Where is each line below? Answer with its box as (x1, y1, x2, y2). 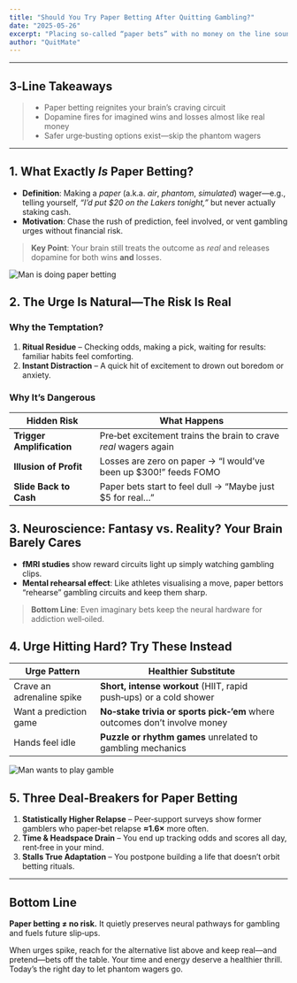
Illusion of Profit (13, 460, 82, 472)
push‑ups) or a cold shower (100, 691, 215, 703)
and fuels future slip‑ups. (9, 928, 101, 939)
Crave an (13, 680, 51, 693)
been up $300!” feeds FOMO (99, 465, 221, 478)
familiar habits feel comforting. (21, 350, 134, 361)
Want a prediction (13, 705, 88, 718)
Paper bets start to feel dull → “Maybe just (99, 480, 275, 492)
